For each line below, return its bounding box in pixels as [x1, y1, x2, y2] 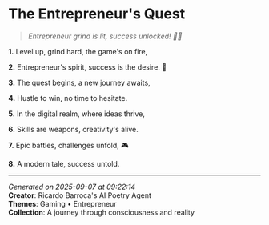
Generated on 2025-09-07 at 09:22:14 [8, 182, 136, 191]
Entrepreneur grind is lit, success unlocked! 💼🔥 [27, 31, 183, 41]
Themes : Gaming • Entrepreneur [8, 199, 118, 208]
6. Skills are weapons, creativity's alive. [8, 124, 139, 134]
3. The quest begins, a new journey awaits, [8, 78, 151, 87]
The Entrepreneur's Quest [8, 5, 186, 23]
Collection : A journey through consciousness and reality [8, 207, 195, 217]
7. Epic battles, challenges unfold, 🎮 [8, 140, 130, 150]
